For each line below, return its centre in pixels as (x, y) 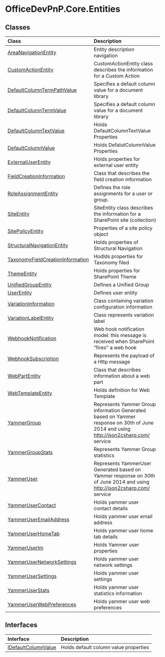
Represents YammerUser (122, 463)
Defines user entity (115, 293)
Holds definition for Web (122, 390)
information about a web (122, 376)
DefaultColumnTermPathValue (42, 90)
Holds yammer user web (122, 601)
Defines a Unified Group (122, 285)
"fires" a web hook (115, 347)
